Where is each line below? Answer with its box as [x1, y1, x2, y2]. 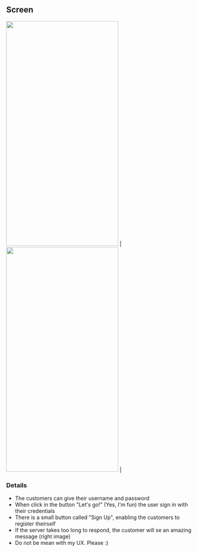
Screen [6, 5, 34, 15]
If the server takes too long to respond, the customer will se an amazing [14, 527, 192, 534]
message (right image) [14, 533, 71, 540]
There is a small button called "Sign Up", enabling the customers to [14, 514, 180, 521]
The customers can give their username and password [14, 494, 150, 502]
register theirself [14, 520, 56, 527]
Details [6, 481, 27, 489]
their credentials [14, 508, 56, 515]
